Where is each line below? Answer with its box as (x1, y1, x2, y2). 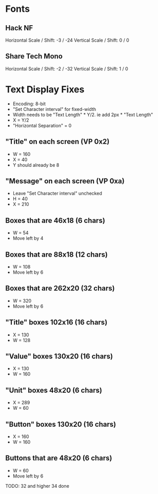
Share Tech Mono (5, 52, 63, 61)
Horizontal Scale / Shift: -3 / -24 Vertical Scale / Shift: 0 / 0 (5, 37, 129, 43)
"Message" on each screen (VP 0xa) (5, 177, 125, 185)
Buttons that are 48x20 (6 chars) (5, 454, 112, 463)
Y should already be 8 (12, 162, 60, 168)
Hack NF (5, 24, 33, 32)
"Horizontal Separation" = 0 (12, 122, 72, 128)
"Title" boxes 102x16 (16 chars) (5, 318, 108, 327)
